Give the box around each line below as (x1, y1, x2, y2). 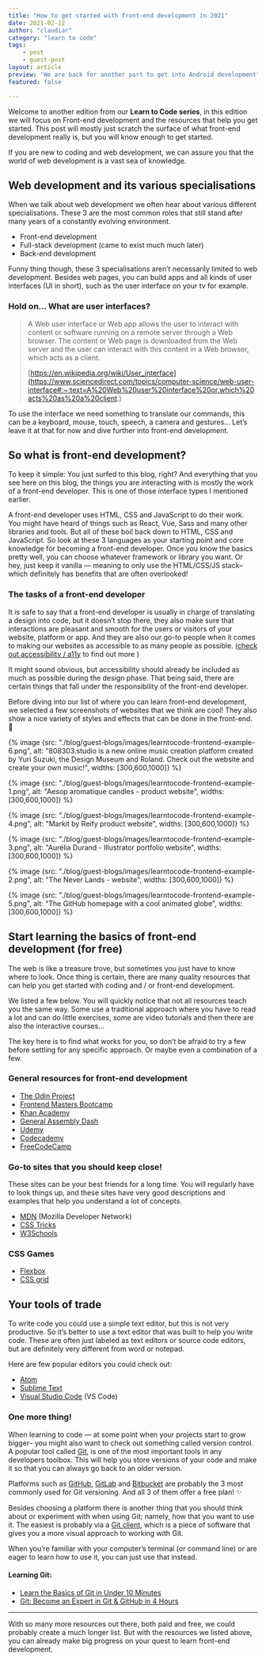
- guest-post (22, 56, 66, 64)
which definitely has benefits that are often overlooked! (8, 569, 188, 579)
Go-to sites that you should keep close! (8, 1161, 162, 1173)
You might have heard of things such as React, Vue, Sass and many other (8, 519, 248, 528)
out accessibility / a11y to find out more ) (8, 649, 140, 658)
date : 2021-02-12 (8, 19, 66, 27)
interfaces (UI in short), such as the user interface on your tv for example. (8, 281, 249, 290)
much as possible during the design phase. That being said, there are (8, 673, 235, 682)
